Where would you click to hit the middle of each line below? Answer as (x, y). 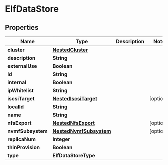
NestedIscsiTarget (75, 98)
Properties (22, 28)
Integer (62, 139)
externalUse (22, 66)
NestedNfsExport (74, 123)
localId (16, 107)
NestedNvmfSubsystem (82, 131)
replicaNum (22, 139)
